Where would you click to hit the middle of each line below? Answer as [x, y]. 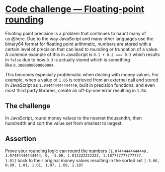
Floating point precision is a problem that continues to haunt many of [76, 33]
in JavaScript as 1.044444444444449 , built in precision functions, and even [80, 85]
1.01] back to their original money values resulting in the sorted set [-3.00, [82, 160]
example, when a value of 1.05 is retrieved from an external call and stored [82, 80]
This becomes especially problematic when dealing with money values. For [82, 74]
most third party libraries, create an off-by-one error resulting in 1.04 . [76, 90]
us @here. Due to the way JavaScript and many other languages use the [79, 39]
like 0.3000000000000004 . [30, 65]
